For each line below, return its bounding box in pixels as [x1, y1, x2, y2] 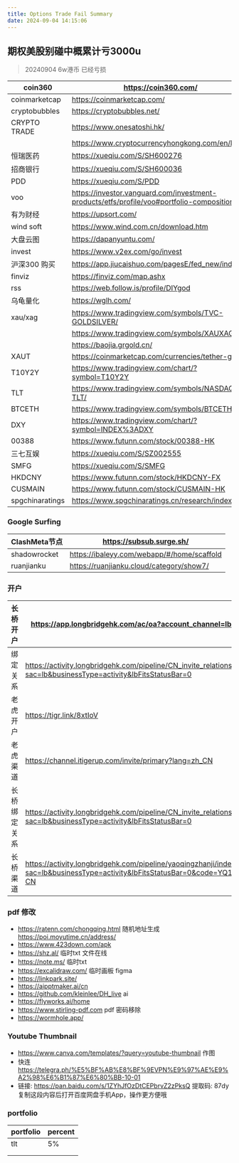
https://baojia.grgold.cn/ [71, 340, 153, 350]
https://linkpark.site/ [17, 975, 78, 983]
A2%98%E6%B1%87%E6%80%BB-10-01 [17, 1073, 141, 1081]
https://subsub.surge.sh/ [102, 536, 189, 546]
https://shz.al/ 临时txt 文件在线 [17, 949, 108, 957]
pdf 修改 [7, 907, 36, 917]
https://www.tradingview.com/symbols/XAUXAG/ [71, 329, 237, 339]
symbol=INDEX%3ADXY [71, 425, 154, 435]
